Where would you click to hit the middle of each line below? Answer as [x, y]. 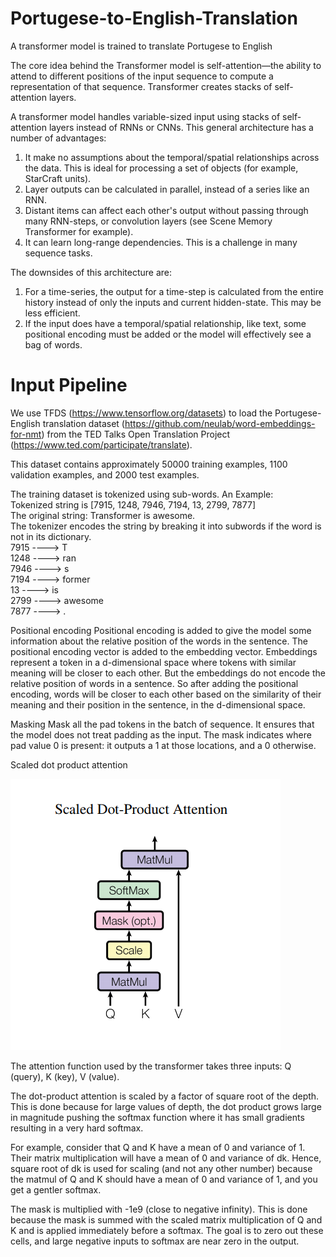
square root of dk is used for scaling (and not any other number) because [161, 1168]
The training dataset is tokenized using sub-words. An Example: [142, 494]
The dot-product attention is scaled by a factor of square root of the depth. [165, 1096]
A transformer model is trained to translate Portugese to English [141, 46]
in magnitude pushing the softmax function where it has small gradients [157, 1117]
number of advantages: [58, 138]
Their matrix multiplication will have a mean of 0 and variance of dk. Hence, [166, 1158]
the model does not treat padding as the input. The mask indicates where [161, 734]
